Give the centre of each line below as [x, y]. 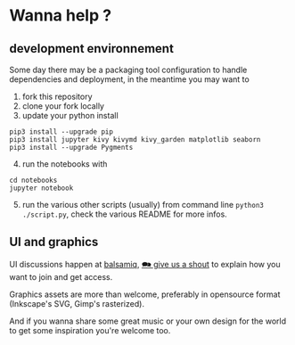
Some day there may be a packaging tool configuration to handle [128, 70]
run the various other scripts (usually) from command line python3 [143, 205]
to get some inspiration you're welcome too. [90, 330]
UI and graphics [54, 242]
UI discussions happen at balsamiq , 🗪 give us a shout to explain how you [145, 264]
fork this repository [57, 96]
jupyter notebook [41, 188]
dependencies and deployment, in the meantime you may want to [129, 79]
